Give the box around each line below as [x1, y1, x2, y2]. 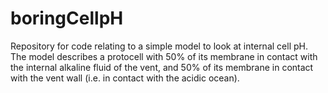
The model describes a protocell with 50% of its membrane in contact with [10, 50, 318, 62]
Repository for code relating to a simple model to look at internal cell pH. [10, 40, 308, 52]
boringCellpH [10, 7, 124, 30]
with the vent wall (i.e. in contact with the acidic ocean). [10, 72, 240, 84]
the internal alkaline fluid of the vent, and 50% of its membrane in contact [10, 61, 314, 73]
